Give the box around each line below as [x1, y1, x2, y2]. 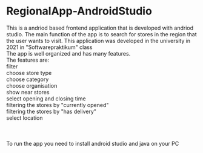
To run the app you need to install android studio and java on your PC [6, 140, 179, 147]
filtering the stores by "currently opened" [6, 101, 109, 108]
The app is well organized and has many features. [6, 50, 131, 57]
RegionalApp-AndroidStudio [6, 4, 153, 18]
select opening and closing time [6, 95, 86, 102]
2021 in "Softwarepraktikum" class [6, 44, 93, 51]
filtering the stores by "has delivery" [6, 108, 97, 115]
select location [6, 114, 44, 122]
